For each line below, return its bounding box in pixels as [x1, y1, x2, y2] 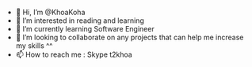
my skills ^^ [15, 41, 53, 50]
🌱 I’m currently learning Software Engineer [15, 24, 155, 33]
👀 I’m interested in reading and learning [15, 16, 144, 25]
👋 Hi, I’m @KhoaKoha [15, 8, 86, 17]
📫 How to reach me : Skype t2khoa [15, 50, 132, 59]
